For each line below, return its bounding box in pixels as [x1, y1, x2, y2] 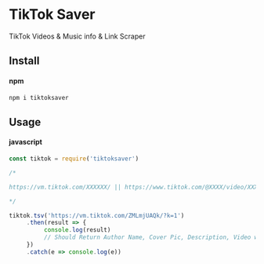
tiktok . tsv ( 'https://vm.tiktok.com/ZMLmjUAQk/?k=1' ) [9, 211, 185, 219]
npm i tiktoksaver [9, 93, 69, 101]
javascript [9, 137, 42, 147]
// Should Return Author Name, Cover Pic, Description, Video [43, 233, 251, 241]
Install [9, 54, 40, 68]
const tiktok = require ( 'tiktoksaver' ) [9, 155, 139, 163]
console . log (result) [43, 226, 111, 234]
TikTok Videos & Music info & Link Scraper [9, 31, 146, 41]
